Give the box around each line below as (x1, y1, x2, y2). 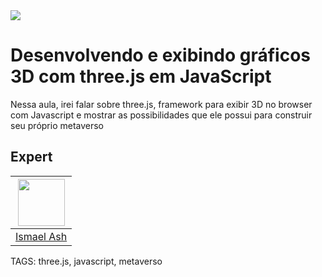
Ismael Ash (15, 229, 68, 243)
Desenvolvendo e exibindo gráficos (10, 44, 312, 67)
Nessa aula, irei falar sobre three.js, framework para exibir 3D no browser (10, 98, 313, 110)
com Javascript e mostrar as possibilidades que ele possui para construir (10, 109, 313, 121)
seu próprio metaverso (10, 119, 105, 131)
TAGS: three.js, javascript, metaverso (10, 255, 163, 267)
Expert (10, 149, 53, 166)
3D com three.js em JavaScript (10, 65, 272, 88)
